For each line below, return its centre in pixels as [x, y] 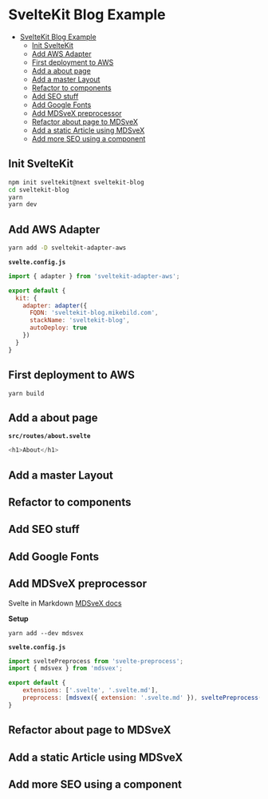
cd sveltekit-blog [39, 189]
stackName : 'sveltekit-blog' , [79, 320]
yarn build [26, 393]
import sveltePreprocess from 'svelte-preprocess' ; [96, 661]
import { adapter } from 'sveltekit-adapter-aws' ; [94, 276]
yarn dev [23, 205]
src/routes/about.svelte [49, 436]
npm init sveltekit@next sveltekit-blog [77, 182]
